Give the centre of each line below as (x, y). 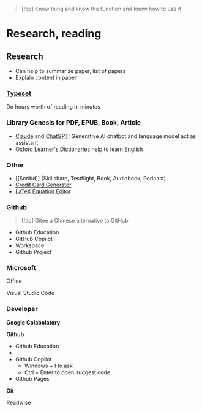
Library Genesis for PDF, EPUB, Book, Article (73, 123)
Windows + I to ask (49, 366)
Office (14, 281)
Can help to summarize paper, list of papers (70, 71)
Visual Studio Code (31, 293)
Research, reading (54, 34)
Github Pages (32, 378)
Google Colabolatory (33, 322)
